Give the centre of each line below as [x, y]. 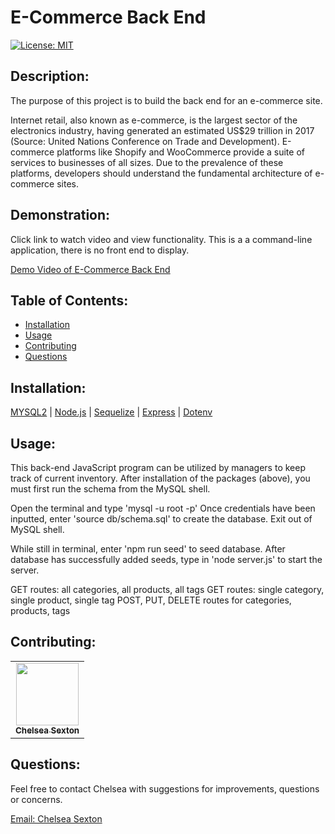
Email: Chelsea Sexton [56, 818]
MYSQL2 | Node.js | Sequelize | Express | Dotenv [111, 412]
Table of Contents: [69, 300]
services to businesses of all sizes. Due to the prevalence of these [147, 162]
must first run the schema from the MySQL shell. [110, 489]
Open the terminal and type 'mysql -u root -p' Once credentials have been [163, 508]
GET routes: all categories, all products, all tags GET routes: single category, [167, 589]
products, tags [40, 610]
